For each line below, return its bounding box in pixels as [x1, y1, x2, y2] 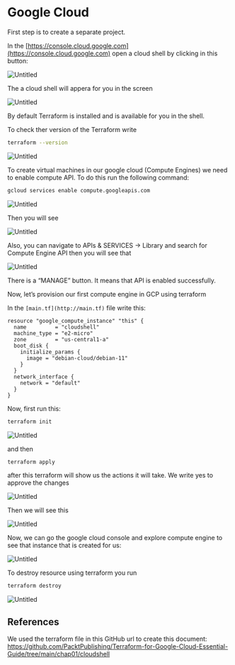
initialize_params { [20, 348, 81, 356]
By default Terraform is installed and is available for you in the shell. [7, 111, 205, 120]
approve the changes [7, 478, 69, 487]
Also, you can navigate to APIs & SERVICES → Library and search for [7, 241, 207, 249]
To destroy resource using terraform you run [7, 568, 137, 577]
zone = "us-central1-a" [13, 336, 110, 343]
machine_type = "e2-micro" [13, 329, 93, 337]
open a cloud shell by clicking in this [112, 49, 218, 57]
